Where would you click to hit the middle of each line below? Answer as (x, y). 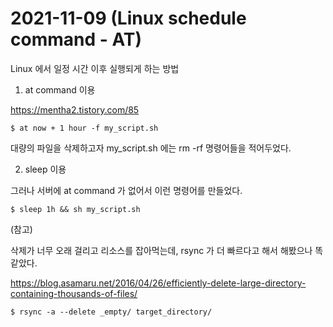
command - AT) (76, 39)
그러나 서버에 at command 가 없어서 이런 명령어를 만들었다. (126, 190)
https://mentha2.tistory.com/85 (75, 109)
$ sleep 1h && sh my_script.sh (75, 209)
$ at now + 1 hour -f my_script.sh (84, 128)
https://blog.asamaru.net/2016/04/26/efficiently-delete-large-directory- (158, 283)
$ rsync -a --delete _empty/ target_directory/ (111, 312)
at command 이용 (60, 89)
